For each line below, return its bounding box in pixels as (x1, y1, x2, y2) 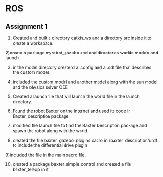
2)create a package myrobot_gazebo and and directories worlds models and (5, 50, 159, 55)
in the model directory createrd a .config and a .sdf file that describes (12, 64, 152, 70)
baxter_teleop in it (12, 166, 49, 172)
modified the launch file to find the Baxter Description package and (12, 123, 147, 128)
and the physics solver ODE (12, 84, 68, 90)
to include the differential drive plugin (12, 142, 88, 148)
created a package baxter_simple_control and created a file (12, 161, 131, 167)
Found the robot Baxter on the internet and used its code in (12, 108, 131, 114)
